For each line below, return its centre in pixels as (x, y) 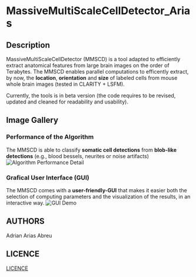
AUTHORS (26, 221)
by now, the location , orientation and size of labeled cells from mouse (92, 78)
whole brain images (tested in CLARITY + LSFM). (65, 84)
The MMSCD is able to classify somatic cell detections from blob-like (91, 150)
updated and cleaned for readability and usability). (67, 102)
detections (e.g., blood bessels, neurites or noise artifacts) (77, 156)
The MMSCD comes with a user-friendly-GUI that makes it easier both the (97, 190)
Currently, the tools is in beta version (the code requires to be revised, (91, 96)
